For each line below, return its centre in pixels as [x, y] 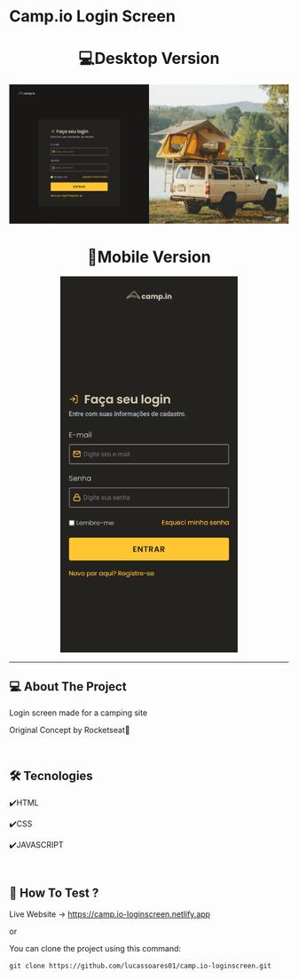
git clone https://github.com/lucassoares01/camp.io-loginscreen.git [141, 966]
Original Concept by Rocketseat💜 [70, 730]
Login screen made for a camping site [78, 713]
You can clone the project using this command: [95, 949]
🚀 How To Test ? [54, 893]
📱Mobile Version [149, 257]
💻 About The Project [68, 687]
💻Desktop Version [149, 59]
